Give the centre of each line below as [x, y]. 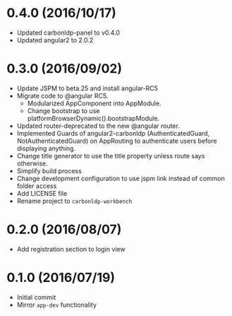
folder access [37, 186]
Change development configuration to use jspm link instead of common [121, 178]
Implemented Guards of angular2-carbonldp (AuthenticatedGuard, [113, 133]
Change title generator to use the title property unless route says [111, 156]
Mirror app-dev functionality [56, 305]
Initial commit [36, 297]
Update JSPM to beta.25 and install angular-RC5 [87, 88]
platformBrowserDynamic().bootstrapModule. [93, 118]
